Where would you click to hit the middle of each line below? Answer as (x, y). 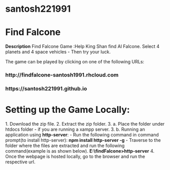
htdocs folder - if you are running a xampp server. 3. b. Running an (75, 129)
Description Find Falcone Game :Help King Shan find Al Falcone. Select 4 (82, 46)
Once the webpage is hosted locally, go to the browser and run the (75, 156)
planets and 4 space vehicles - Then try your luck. (58, 52)
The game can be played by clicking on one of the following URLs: (75, 62)
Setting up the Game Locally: (68, 110)
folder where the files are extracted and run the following (65, 145)
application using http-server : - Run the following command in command (82, 135)
